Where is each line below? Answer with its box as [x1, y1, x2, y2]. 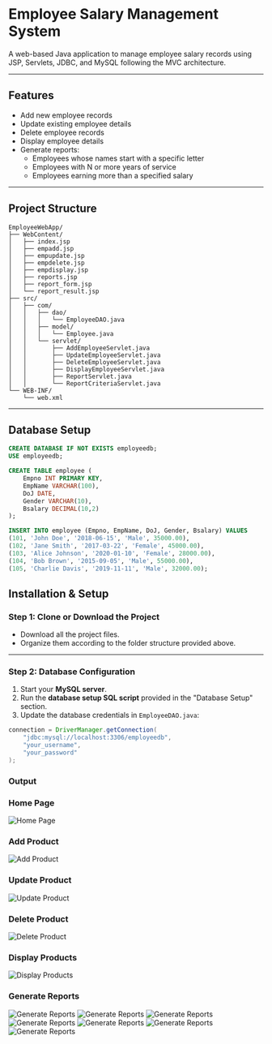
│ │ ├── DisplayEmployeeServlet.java [8, 365, 164, 373]
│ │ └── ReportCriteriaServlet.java [8, 379, 161, 388]
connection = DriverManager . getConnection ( [8, 726, 158, 734]
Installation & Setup [8, 586, 109, 600]
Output [8, 775, 37, 787]
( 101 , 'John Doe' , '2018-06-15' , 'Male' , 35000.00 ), [8, 535, 190, 543]
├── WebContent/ [8, 230, 63, 238]
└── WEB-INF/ [8, 386, 53, 394]
